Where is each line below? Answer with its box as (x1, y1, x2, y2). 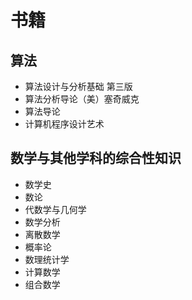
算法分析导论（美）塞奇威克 (24, 93, 140, 105)
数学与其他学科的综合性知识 (10, 150, 182, 167)
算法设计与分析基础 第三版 (24, 81, 133, 92)
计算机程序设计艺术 (24, 118, 105, 130)
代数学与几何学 (24, 203, 87, 215)
